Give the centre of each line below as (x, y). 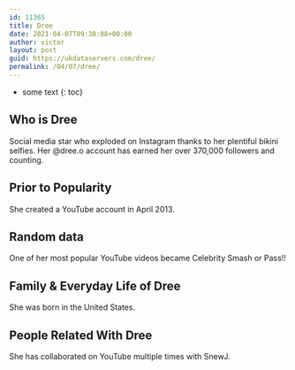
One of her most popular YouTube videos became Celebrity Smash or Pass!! (148, 258)
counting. (26, 159)
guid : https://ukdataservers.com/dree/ (83, 58)
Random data (46, 237)
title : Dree (31, 26)
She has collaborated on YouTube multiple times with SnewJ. (120, 356)
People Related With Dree (81, 335)
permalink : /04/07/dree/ (55, 67)
